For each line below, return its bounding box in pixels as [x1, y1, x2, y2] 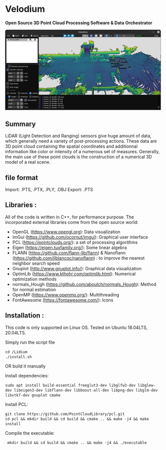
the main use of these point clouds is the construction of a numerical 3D [5, 154, 152, 160]
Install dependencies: [5, 372, 49, 378]
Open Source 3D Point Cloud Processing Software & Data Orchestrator [5, 20, 153, 26]
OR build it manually [5, 363, 46, 369]
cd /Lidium [5, 349, 28, 354]
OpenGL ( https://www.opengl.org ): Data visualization [12, 229, 121, 235]
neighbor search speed [12, 260, 60, 266]
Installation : [5, 311, 44, 320]
